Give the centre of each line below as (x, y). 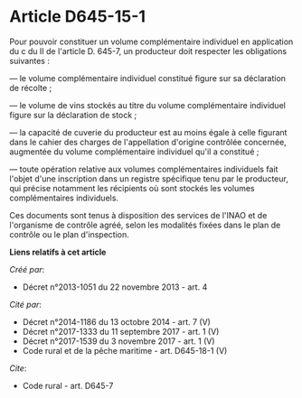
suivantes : (29, 60)
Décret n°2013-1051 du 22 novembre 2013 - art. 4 (115, 287)
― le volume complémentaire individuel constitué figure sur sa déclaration (148, 78)
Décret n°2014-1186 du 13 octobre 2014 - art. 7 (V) (116, 321)
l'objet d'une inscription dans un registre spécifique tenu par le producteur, (149, 179)
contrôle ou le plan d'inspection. (69, 234)
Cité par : (26, 304)
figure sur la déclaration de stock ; (73, 115)
